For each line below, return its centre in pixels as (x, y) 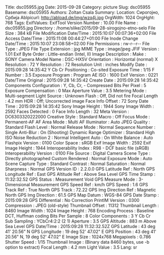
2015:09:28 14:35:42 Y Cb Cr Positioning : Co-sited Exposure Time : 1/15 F (80, 70)
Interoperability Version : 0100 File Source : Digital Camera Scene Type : (78, 153)
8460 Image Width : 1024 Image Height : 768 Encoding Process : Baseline (80, 211)
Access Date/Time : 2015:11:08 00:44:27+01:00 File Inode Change (72, 38)
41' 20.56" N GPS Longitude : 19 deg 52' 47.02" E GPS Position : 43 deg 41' (81, 231)
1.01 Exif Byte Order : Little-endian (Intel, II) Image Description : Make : (76, 54)
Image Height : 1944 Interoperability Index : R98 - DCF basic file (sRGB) (77, 148)
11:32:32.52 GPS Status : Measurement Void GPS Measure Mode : (71, 179)
